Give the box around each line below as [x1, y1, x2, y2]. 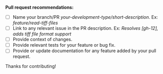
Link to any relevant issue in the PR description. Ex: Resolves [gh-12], [12, 25, 158, 31]
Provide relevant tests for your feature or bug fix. [12, 42, 116, 48]
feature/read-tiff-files [12, 20, 58, 26]
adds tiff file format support [12, 31, 72, 37]
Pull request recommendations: [5, 5, 74, 10]
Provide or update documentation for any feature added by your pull [12, 48, 157, 54]
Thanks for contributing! [5, 63, 56, 69]
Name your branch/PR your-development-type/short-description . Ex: [12, 14, 158, 20]
